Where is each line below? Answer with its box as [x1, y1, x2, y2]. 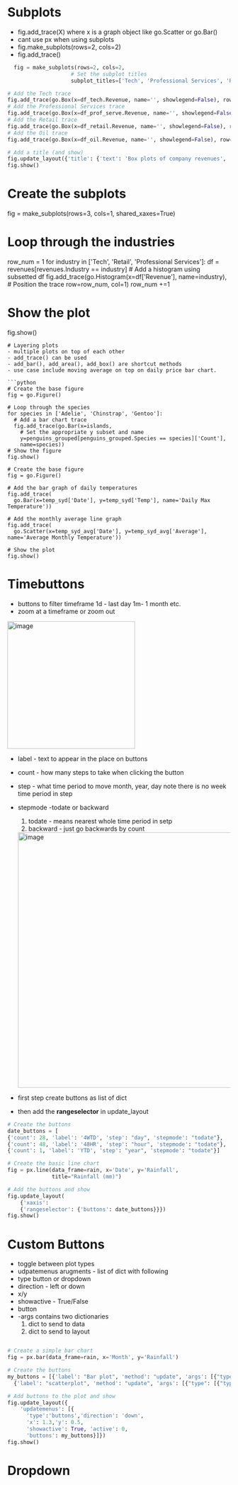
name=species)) [20, 441, 65, 448]
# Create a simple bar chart [7, 1347, 93, 1355]
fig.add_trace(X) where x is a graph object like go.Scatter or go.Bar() [17, 28, 218, 36]
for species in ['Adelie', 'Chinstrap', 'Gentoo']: [7, 410, 163, 417]
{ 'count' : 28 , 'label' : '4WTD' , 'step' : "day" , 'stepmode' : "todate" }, [7, 1134, 223, 1141]
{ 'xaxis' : [20, 1199, 50, 1206]
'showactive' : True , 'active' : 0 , [25, 1426, 129, 1433]
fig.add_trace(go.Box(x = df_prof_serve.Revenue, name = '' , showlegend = [7, 110, 217, 117]
